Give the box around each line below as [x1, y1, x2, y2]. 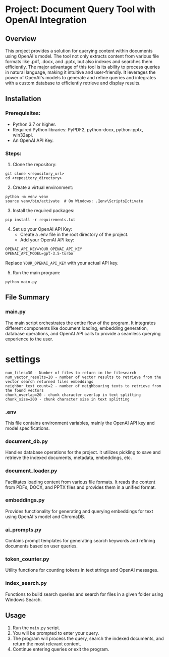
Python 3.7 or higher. [12, 121, 57, 127]
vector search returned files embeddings [5, 379, 94, 384]
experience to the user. [5, 336, 53, 342]
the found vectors [5, 388, 44, 393]
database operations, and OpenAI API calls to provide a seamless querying [5, 330, 161, 336]
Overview [5, 34, 37, 43]
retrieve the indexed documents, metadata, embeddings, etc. [5, 454, 132, 461]
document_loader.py [5, 467, 58, 474]
